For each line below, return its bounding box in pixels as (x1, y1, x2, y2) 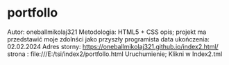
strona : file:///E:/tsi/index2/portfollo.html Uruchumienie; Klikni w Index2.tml (7, 50, 223, 58)
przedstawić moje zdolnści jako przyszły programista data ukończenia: (7, 35, 210, 43)
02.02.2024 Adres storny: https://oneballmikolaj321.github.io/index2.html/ (7, 42, 219, 50)
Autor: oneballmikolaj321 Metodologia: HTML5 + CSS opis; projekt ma (7, 28, 207, 36)
